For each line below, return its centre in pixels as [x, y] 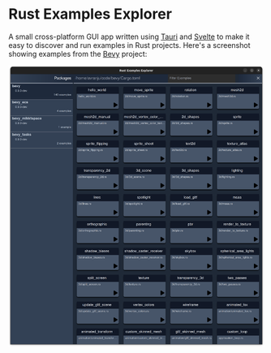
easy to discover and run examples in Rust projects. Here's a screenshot [129, 45]
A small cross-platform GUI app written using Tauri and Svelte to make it [129, 37]
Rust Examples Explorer [90, 14]
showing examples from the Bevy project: [78, 54]
